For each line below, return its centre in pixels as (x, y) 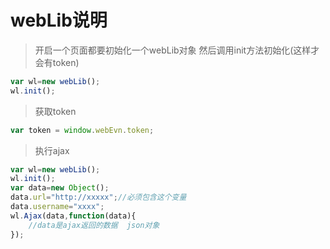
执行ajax (52, 150)
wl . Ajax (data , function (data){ (73, 216)
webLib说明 (59, 20)
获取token (55, 111)
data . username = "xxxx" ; (57, 207)
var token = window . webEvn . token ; (82, 130)
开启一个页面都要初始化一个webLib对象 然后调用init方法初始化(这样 (173, 50)
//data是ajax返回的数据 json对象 (94, 225)
